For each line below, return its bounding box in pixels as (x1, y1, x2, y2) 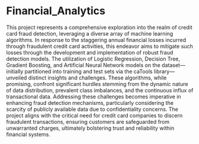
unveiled (6, 74, 27, 81)
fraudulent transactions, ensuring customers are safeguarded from (6, 118, 170, 125)
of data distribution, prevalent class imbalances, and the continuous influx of (6, 87, 194, 94)
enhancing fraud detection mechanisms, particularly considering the (6, 99, 174, 106)
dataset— (161, 61, 185, 69)
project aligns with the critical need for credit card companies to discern (6, 111, 183, 119)
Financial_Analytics (6, 4, 106, 18)
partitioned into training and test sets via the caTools (24, 68, 153, 75)
